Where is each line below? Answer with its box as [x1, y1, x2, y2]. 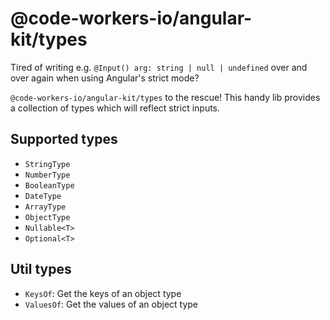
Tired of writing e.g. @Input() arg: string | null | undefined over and [10, 61, 308, 73]
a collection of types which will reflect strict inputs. [10, 102, 221, 114]
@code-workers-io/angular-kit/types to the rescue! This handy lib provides [10, 91, 321, 103]
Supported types [10, 131, 118, 148]
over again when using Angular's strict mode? [10, 72, 200, 84]
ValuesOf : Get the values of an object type [24, 298, 199, 310]
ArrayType [24, 202, 67, 212]
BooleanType [24, 180, 75, 191]
